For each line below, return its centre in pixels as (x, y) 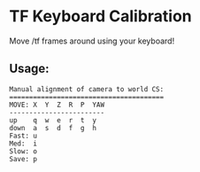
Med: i (23, 144)
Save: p (23, 159)
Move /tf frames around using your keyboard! (92, 41)
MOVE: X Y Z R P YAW (57, 105)
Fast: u (23, 136)
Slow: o (23, 151)
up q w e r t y (53, 120)
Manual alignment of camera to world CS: (87, 89)
